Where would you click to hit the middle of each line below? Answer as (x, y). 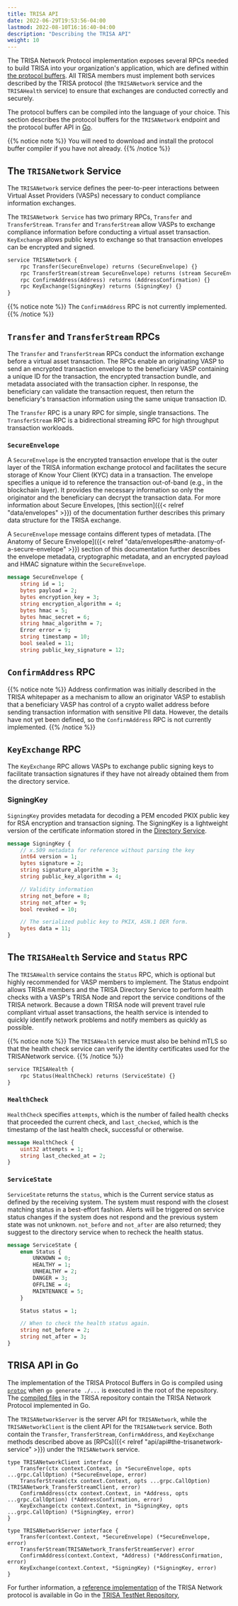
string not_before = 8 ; (55, 896)
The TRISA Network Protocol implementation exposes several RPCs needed (118, 60)
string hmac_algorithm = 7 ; (61, 624)
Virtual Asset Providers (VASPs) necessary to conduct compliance (104, 195)
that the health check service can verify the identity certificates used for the (119, 1048)
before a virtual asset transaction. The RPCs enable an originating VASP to (116, 361)
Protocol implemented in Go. (49, 1405)
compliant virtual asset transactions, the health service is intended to (108, 1012)
